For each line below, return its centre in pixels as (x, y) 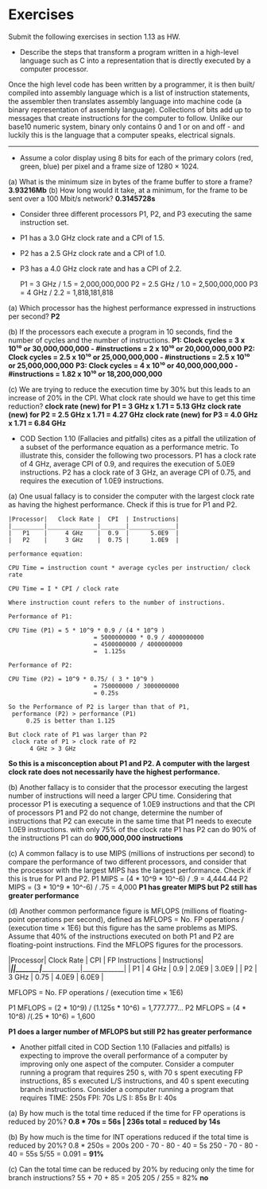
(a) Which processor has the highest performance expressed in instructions (132, 308)
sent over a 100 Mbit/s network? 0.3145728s (82, 198)
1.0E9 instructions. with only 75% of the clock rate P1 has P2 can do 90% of (132, 829)
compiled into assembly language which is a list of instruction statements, (129, 92)
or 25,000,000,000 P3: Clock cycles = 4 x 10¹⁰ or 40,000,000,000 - (123, 365)
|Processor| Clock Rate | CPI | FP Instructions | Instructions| (106, 960)
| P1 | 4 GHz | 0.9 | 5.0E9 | (94, 533)
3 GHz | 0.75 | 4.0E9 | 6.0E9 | (56, 977)
